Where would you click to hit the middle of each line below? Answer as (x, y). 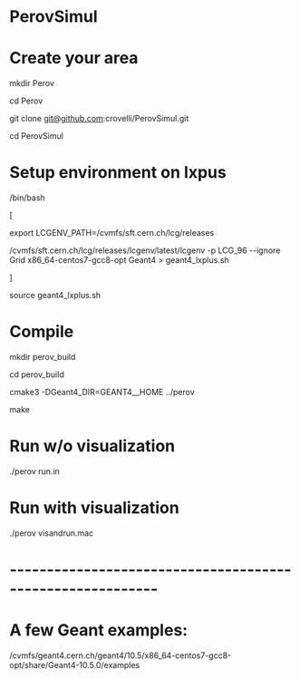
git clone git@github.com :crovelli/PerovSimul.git (99, 119)
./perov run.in (35, 471)
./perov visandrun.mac (52, 533)
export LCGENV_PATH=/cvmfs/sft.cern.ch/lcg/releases (112, 233)
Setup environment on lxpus (118, 173)
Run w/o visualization (92, 446)
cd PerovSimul (36, 136)
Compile (42, 332)
